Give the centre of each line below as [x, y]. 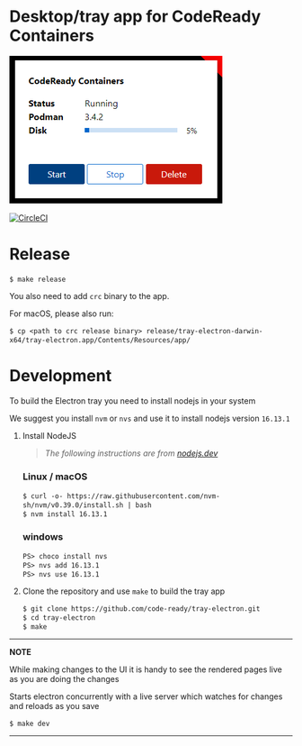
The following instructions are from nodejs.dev [131, 453]
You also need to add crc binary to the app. [89, 296]
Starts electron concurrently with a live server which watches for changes [146, 696]
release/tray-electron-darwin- [204, 331]
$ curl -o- [43, 496]
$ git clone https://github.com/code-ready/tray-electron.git [141, 609]
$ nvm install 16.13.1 [65, 514]
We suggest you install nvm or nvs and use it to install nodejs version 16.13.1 [150, 418]
